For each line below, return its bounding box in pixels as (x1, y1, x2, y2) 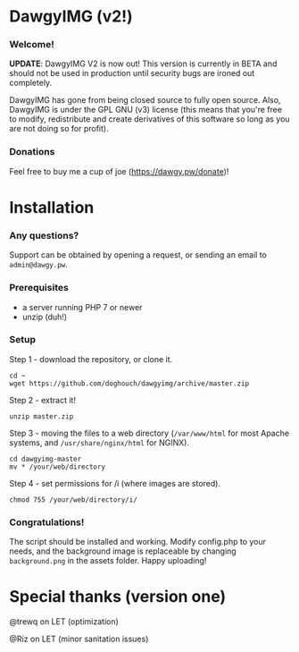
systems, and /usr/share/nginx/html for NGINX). (9, 436, 190, 448)
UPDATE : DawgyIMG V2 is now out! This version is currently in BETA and (9, 58, 278, 69)
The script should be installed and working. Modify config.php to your (9, 537, 266, 547)
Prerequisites (9, 282, 69, 294)
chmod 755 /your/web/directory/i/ (9, 495, 138, 504)
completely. (9, 78, 53, 89)
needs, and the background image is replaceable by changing (9, 546, 237, 556)
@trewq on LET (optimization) (9, 616, 119, 627)
